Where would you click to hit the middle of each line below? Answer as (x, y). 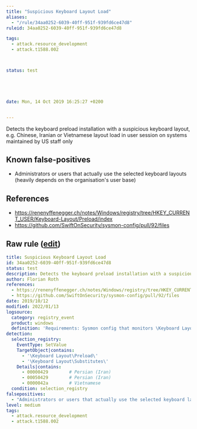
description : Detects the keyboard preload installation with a (86, 274)
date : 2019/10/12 (27, 301)
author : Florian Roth (33, 279)
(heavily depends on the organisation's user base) (75, 180)
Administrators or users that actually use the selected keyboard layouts (101, 174)
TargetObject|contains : (46, 350)
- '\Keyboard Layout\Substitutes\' (65, 361)
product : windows (33, 323)
